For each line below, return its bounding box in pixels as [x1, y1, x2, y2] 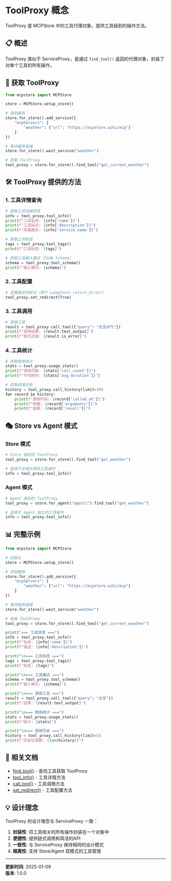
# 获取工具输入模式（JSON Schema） [5, 255, 73, 260]
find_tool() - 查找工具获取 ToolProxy [12, 768, 88, 774]
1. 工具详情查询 [5, 197, 42, 204]
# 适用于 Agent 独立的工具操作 [5, 510, 64, 515]
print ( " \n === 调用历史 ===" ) [5, 728, 64, 733]
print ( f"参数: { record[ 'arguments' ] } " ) [14, 401, 98, 407]
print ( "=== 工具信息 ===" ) [5, 630, 60, 635]
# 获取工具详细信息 [5, 208, 41, 213]
